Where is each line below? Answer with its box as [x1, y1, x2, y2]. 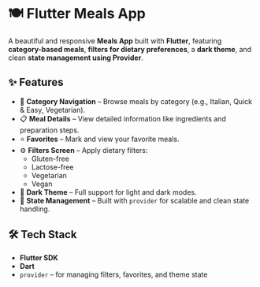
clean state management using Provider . [8, 53, 143, 62]
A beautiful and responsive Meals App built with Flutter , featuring [8, 35, 222, 46]
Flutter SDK [19, 252, 59, 263]
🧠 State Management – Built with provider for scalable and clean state [19, 196, 250, 205]
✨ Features [8, 76, 64, 89]
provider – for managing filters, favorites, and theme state [19, 270, 208, 279]
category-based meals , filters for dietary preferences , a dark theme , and [8, 44, 252, 54]
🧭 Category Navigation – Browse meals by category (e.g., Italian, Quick [19, 96, 253, 106]
